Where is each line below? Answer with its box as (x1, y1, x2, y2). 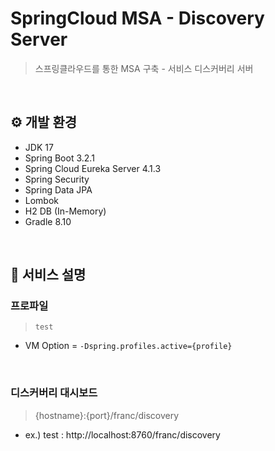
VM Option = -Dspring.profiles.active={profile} (24, 340, 233, 352)
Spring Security (24, 173, 90, 185)
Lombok (24, 194, 60, 206)
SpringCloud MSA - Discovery (10, 7, 265, 30)
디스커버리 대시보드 (10, 386, 98, 400)
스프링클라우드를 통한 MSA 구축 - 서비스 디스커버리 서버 (34, 62, 254, 74)
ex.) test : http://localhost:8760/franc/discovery (24, 428, 221, 441)
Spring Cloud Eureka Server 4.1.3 (24, 162, 162, 174)
